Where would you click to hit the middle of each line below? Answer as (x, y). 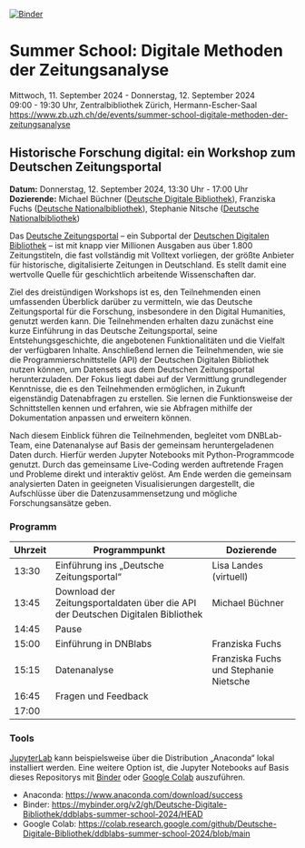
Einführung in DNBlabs (103, 644)
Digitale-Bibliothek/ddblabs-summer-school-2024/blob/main (137, 833)
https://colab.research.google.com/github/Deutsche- (177, 824)
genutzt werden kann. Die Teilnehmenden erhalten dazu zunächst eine (142, 321)
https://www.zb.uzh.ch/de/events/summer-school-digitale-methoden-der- (149, 115)
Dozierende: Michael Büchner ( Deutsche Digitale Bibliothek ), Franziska (143, 198)
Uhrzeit (30, 550)
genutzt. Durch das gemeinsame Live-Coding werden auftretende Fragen (147, 464)
